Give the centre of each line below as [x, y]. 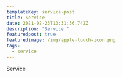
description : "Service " [38, 29]
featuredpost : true [31, 35]
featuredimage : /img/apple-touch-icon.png [61, 40]
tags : [13, 46]
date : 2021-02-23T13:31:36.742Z [47, 23]
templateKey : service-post [41, 12]
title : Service [26, 18]
